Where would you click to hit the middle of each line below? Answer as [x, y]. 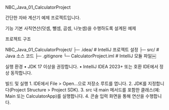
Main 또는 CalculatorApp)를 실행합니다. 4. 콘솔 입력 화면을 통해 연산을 [75, 96]
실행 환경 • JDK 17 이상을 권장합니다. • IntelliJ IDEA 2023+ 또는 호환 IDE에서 [82, 67]
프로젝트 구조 [18, 39]
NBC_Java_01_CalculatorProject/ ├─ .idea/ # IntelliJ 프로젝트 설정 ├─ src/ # [82, 49]
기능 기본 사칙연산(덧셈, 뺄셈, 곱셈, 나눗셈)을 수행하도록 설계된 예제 [71, 28]
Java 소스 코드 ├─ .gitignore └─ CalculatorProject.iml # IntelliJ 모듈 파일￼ [81, 56]
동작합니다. [21, 73]
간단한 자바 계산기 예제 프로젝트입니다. [43, 18]
